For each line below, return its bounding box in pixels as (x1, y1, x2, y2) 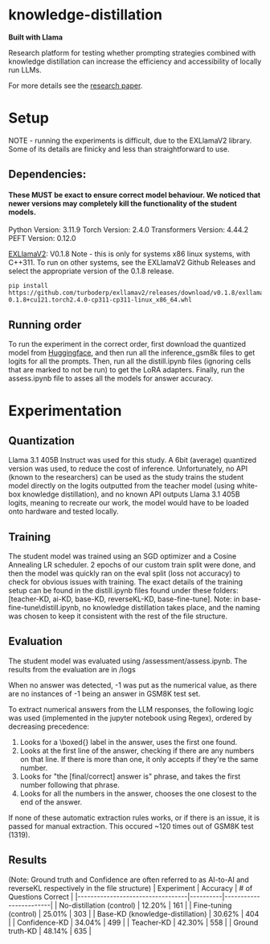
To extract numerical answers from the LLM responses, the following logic (8, 704, 255, 714)
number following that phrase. (19, 780, 121, 789)
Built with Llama (8, 32, 63, 42)
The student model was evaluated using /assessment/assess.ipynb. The (8, 655, 247, 666)
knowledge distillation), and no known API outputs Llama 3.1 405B (22, 489, 240, 499)
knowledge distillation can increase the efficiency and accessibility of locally (8, 56, 262, 66)
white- (236, 481, 259, 491)
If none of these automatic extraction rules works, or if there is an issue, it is (8, 813, 260, 822)
